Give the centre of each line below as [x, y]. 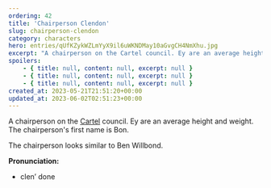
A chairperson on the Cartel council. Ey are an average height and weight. [131, 121]
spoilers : [25, 61]
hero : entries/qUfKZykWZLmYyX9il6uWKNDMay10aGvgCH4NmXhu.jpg [113, 46]
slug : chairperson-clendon [54, 31]
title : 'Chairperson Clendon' [59, 23]
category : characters [45, 38]
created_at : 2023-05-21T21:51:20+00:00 [75, 91]
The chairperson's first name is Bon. [69, 130]
